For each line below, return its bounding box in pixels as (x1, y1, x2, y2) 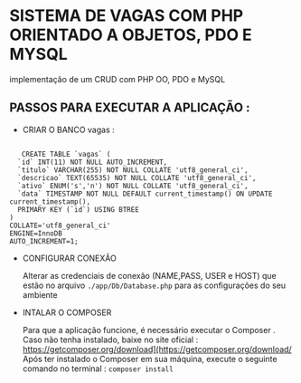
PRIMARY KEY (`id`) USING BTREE (17, 205, 140, 214)
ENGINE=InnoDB (9, 228, 63, 238)
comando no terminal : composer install (22, 363, 174, 374)
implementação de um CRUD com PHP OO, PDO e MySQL (9, 73, 226, 84)
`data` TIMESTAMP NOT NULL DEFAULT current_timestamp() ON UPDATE (17, 189, 273, 198)
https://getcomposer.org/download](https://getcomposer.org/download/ (22, 343, 292, 354)
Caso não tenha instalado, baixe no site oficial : (22, 334, 199, 345)
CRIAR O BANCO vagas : (22, 124, 115, 135)
